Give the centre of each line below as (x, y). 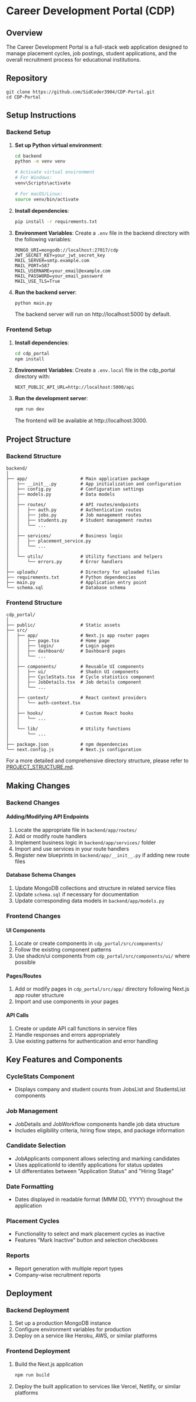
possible (25, 962)
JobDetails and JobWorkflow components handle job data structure (97, 1124)
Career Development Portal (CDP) (91, 11)
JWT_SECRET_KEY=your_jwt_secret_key (60, 255)
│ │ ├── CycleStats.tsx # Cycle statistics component (81, 677)
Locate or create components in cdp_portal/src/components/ (89, 943)
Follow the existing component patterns (63, 950)
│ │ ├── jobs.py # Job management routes (74, 515)
